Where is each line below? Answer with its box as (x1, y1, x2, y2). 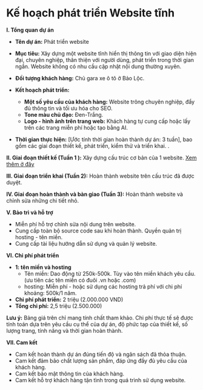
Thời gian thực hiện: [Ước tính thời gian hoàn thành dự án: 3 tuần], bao (15, 136, 193, 143)
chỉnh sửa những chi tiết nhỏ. (6, 197, 79, 204)
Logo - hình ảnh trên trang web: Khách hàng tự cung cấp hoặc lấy (24, 117, 191, 125)
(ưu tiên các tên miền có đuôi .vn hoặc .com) (24, 276, 136, 284)
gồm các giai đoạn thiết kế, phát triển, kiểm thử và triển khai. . (15, 142, 170, 149)
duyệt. (6, 178, 22, 186)
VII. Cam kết (6, 338, 38, 346)
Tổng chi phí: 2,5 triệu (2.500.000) (15, 302, 102, 310)
